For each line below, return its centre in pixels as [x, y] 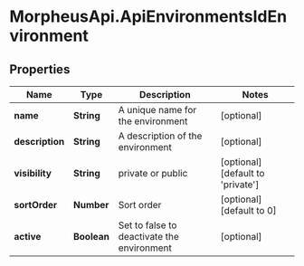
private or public [153, 173]
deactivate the [148, 237]
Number [91, 205]
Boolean [91, 237]
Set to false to [147, 225]
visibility [33, 173]
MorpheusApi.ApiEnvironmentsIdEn [148, 17]
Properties [40, 69]
